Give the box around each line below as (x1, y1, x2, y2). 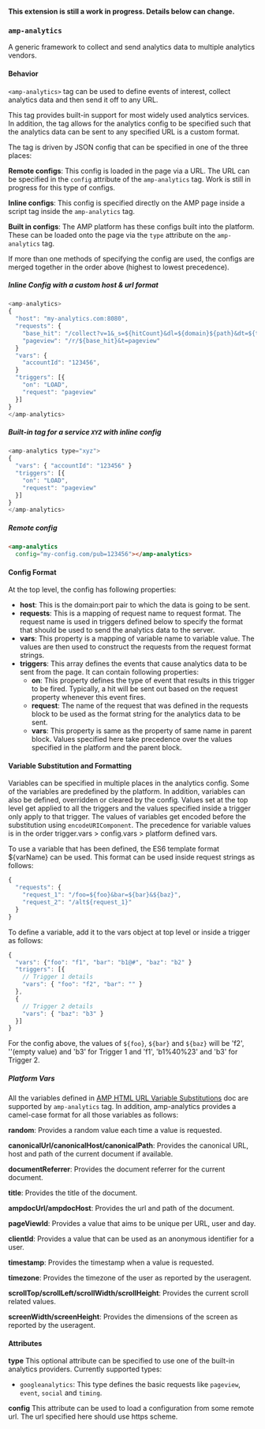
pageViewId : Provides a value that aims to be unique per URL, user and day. (8, 1219, 256, 1228)
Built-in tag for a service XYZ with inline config (8, 427, 162, 437)
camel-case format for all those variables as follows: (8, 1110, 179, 1120)
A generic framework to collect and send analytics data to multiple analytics (8, 43, 255, 52)
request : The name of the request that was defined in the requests (31, 701, 248, 710)
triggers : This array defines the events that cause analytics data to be (19, 659, 248, 668)
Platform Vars (8, 1074, 55, 1083)
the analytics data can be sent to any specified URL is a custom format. (8, 126, 241, 137)
